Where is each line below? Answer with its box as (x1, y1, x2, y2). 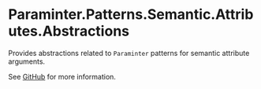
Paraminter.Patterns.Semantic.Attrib (8, 6, 254, 24)
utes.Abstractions (8, 22, 130, 40)
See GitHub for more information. (8, 72, 117, 81)
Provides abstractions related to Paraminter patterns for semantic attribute (8, 48, 250, 57)
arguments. (8, 57, 46, 66)
